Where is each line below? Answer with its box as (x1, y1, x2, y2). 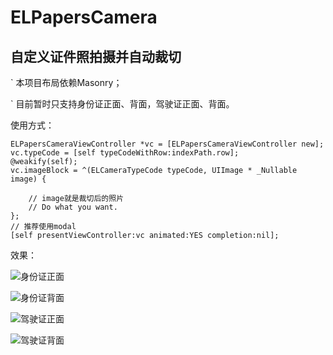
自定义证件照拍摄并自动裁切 (10, 48, 182, 65)
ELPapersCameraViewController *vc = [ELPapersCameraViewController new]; (10, 139, 325, 149)
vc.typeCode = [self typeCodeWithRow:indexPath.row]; (10, 148, 240, 158)
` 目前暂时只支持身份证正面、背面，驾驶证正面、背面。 (10, 98, 235, 110)
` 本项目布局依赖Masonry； (10, 77, 123, 88)
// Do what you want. (28, 202, 118, 212)
